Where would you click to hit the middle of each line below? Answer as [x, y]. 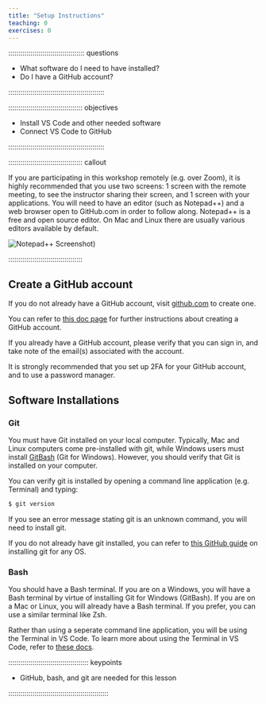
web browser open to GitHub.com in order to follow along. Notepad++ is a [129, 212]
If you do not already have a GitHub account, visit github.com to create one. [132, 304]
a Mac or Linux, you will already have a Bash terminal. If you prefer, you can [132, 606]
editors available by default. [54, 228]
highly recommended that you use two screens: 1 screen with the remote [127, 186]
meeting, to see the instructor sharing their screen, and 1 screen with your [129, 195]
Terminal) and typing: [43, 489]
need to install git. [37, 527]
